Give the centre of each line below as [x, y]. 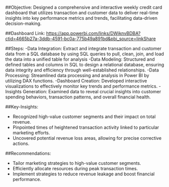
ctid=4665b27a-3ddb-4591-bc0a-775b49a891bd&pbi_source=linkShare [80, 39]
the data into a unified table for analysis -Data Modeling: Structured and [80, 59]
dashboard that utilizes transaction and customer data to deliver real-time [82, 13]
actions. [21, 143]
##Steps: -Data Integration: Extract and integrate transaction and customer [83, 48]
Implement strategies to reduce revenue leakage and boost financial [83, 174]
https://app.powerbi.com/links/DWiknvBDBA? [93, 33]
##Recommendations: [28, 153]
